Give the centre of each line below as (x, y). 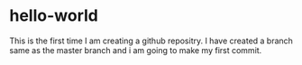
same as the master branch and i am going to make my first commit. (136, 50)
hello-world (54, 16)
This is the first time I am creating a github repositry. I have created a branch (151, 41)
